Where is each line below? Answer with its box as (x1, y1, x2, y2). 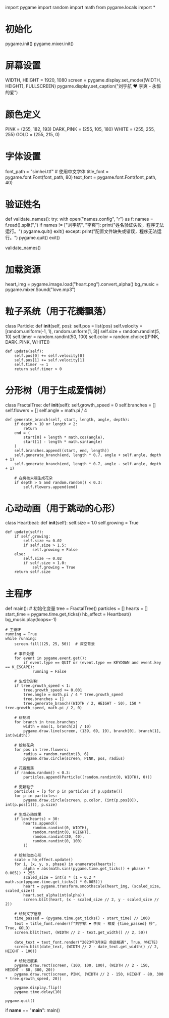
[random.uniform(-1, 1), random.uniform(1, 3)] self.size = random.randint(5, (5, 328, 160, 334)
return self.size (14, 569, 51, 575)
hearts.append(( (23, 821, 58, 826)
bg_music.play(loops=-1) (5, 617, 57, 623)
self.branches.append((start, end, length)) (14, 448, 109, 453)
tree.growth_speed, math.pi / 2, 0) (5, 706, 82, 711)
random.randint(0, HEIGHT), (32, 830, 92, 835)
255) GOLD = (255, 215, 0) (5, 131, 60, 137)
